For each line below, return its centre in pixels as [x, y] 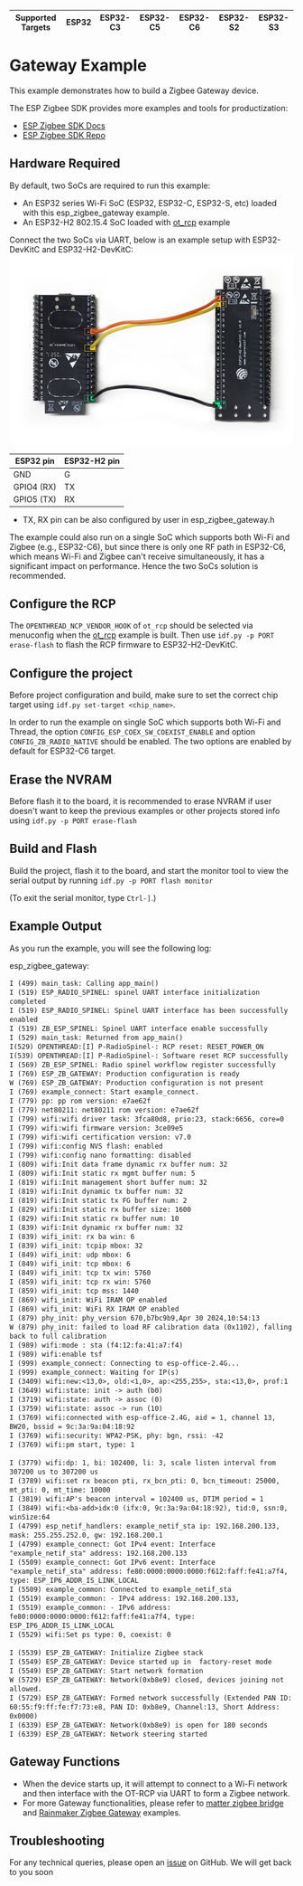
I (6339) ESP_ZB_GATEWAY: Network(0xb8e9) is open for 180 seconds [139, 1725]
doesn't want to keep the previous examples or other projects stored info [145, 811]
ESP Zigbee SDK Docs [64, 125]
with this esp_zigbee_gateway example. [96, 213]
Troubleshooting [57, 1840]
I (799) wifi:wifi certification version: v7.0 [101, 1137]
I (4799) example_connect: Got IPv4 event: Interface [113, 1544]
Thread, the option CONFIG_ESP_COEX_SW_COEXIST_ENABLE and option [132, 732]
